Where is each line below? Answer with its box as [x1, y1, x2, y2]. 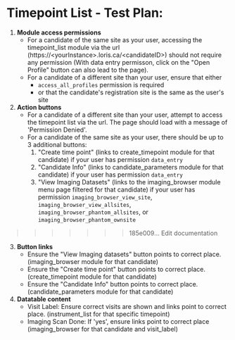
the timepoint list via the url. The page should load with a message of [27, 118, 228, 126]
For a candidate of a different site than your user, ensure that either [27, 73, 222, 82]
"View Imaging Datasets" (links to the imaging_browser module [37, 177, 221, 186]
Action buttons [16, 103, 62, 111]
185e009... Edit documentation [129, 229, 218, 237]
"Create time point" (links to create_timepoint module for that [37, 148, 215, 156]
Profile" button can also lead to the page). [27, 65, 149, 74]
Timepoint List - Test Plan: [6, 5, 163, 21]
